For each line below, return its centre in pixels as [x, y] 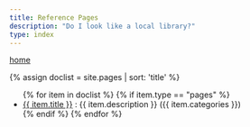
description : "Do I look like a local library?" [102, 26]
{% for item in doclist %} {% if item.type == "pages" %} [126, 95]
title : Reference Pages [54, 18]
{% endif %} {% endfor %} [72, 114]
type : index [32, 34]
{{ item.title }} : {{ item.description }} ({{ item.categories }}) [132, 104]
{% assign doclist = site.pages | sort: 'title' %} [95, 77]
